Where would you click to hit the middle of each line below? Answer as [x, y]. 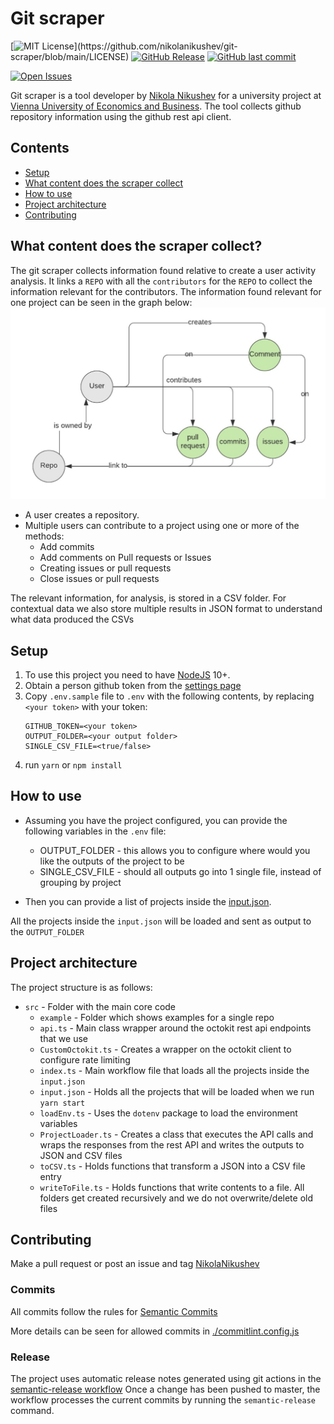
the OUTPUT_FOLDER [47, 931]
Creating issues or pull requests [105, 568]
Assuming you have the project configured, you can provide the [156, 820]
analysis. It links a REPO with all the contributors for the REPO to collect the [161, 281]
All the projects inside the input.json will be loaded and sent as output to [161, 921]
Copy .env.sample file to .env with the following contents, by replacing [169, 696]
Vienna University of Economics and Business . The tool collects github [156, 106]
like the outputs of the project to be [112, 861]
